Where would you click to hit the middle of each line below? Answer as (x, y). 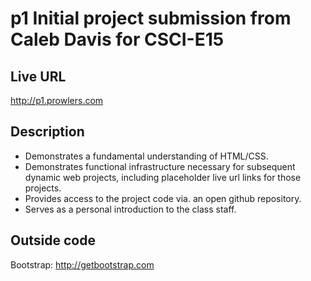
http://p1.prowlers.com (57, 100)
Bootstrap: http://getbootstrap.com (82, 264)
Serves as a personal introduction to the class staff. (130, 209)
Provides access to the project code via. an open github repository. (163, 198)
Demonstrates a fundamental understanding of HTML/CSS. (146, 156)
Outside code (53, 240)
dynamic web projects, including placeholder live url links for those (163, 177)
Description (47, 132)
